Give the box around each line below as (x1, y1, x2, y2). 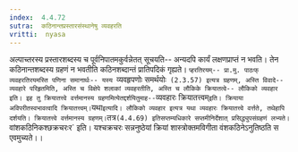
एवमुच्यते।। (9, 132, 44, 143)
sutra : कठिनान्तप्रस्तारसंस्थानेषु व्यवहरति (9, 21, 123, 30)
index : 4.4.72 (9, 13, 66, 22)
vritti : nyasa (9, 30, 66, 38)
